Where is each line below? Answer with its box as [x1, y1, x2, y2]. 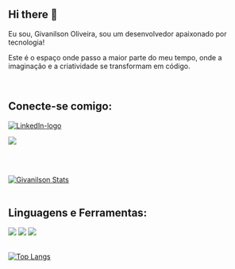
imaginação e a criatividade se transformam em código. [8, 61, 191, 71]
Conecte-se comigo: [8, 100, 113, 113]
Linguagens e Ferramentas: [8, 206, 148, 220]
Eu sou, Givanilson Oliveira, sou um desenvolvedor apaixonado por [8, 29, 227, 38]
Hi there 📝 [8, 8, 58, 21]
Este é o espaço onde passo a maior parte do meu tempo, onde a [8, 52, 222, 62]
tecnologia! [8, 37, 45, 47]
